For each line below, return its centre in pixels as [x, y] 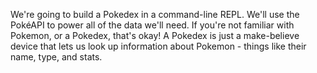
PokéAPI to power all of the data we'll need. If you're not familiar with [152, 25]
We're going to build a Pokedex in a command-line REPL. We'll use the [155, 14]
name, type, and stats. [56, 57]
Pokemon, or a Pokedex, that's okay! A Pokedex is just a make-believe [155, 35]
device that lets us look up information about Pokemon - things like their [158, 46]
